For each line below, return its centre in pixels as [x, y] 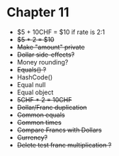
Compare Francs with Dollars [59, 130]
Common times [39, 122]
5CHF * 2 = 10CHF [44, 99]
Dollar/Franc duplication [52, 107]
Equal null [31, 84]
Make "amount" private [51, 47]
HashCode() [35, 77]
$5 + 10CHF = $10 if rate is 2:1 [61, 32]
